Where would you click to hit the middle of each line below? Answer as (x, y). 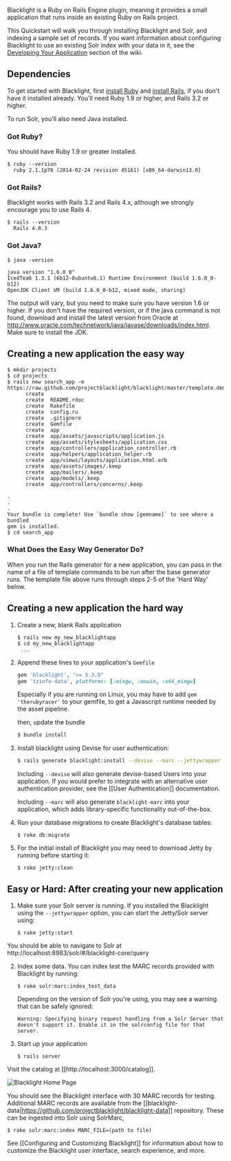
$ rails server (39, 1056)
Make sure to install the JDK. (48, 332)
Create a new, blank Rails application (69, 625)
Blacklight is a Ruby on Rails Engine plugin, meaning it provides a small (107, 10)
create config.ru (52, 412)
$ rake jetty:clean (45, 868)
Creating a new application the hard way (95, 608)
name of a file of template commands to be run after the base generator (109, 572)
